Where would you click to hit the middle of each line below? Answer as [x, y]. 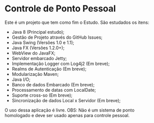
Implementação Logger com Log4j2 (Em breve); [61, 63]
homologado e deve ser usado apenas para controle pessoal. [67, 115]
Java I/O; [21, 79]
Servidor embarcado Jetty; [39, 58]
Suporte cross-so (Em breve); [42, 95]
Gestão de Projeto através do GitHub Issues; [57, 37]
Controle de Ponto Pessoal [60, 9]
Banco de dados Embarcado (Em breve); [53, 84]
